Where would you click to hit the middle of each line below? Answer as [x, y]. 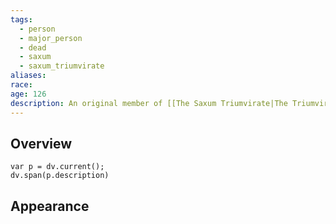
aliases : [28, 76]
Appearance [50, 206]
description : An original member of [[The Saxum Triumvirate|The [149, 103]
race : [21, 85]
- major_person [51, 38]
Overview [41, 143]
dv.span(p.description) [60, 176]
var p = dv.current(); [57, 167]
